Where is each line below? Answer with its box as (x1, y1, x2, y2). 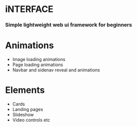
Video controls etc (12, 116, 50, 123)
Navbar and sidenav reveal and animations (12, 67, 100, 73)
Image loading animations (12, 56, 66, 62)
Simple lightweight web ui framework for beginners (5, 21, 132, 28)
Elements (5, 84, 45, 96)
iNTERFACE (5, 3, 54, 15)
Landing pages (12, 106, 43, 112)
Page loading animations (12, 61, 63, 68)
